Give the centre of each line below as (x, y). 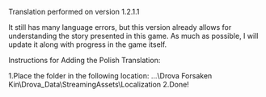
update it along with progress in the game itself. (88, 44)
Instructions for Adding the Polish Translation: (84, 60)
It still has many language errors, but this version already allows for (120, 27)
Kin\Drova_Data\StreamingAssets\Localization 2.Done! (99, 84)
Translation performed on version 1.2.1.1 (74, 12)
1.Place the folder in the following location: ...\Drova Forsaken (110, 76)
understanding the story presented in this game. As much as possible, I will (133, 36)
